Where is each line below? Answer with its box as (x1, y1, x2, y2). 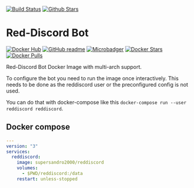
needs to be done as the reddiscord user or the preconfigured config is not (6, 81, 189, 88)
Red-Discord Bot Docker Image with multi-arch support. (6, 63, 142, 70)
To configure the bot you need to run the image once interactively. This (6, 74, 179, 82)
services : (6, 149, 31, 154)
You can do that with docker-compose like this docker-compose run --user (6, 98, 187, 105)
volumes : (17, 165, 38, 171)
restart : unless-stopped (17, 176, 78, 182)
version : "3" (6, 143, 38, 149)
